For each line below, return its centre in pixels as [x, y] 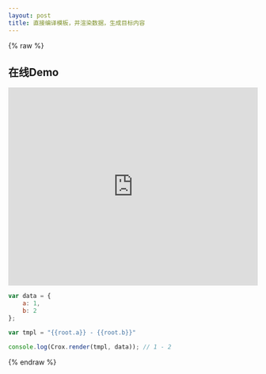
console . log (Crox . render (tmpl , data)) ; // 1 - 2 [90, 347]
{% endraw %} [32, 362]
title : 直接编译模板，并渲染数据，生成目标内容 [77, 23]
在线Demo [34, 72]
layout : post [30, 15]
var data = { [30, 296]
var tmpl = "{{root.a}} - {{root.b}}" [72, 332]
